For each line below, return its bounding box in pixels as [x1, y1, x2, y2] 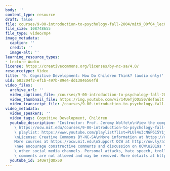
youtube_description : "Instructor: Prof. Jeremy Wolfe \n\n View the [10, 120, 155, 125]
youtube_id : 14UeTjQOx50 [10, 158, 62, 163]
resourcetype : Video [5, 69, 49, 74]
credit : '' [10, 45, 33, 50]
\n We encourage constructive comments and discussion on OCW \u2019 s [14, 144, 162, 149]
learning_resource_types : [5, 54, 60, 60]
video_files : [5, 82, 33, 88]
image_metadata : [5, 36, 39, 41]
